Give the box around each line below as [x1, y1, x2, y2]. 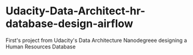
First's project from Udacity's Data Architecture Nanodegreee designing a [5, 36, 188, 44]
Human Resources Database [5, 43, 76, 50]
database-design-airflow [5, 17, 134, 30]
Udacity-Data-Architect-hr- [5, 4, 146, 18]
